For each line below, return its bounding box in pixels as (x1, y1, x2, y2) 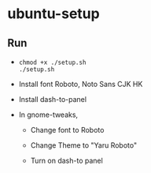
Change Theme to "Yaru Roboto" (30, 141, 138, 150)
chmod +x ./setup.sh (18, 58, 87, 66)
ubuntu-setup (7, 5, 100, 23)
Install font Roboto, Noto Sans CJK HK (18, 80, 143, 88)
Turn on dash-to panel (30, 156, 103, 165)
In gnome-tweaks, (18, 110, 79, 119)
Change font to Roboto (30, 126, 105, 134)
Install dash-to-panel (18, 95, 87, 103)
